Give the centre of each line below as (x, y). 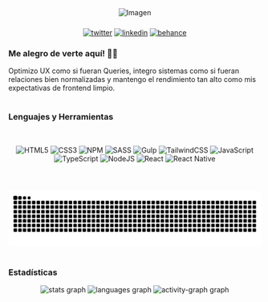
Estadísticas (33, 272)
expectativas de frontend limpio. (62, 88)
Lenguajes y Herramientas (61, 117)
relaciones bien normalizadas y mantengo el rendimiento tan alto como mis (132, 80)
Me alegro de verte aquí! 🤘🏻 (63, 53)
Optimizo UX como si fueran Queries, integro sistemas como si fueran (124, 71)
